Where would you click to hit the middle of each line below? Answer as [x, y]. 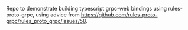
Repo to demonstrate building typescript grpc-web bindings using [87, 9]
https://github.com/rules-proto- [119, 15]
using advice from [57, 15]
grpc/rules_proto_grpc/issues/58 [46, 21]
